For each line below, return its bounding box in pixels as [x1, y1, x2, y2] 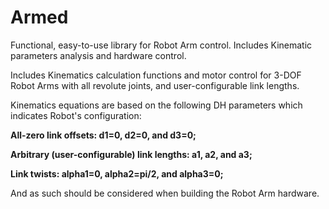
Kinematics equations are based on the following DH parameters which [10, 99, 303, 111]
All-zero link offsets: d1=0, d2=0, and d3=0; [10, 129, 197, 141]
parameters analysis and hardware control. [10, 49, 187, 61]
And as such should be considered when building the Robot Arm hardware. [10, 187, 320, 199]
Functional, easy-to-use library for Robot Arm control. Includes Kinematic [10, 39, 313, 51]
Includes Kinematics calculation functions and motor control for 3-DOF [10, 69, 302, 81]
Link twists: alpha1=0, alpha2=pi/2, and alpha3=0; [10, 167, 224, 180]
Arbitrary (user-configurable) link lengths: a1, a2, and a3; [10, 148, 253, 160]
